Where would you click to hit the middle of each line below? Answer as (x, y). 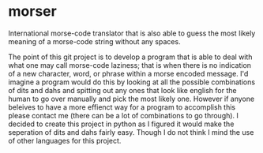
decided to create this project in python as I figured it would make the (121, 124)
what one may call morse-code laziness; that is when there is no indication (130, 65)
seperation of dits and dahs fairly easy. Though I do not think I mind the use (131, 132)
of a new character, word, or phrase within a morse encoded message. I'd (128, 73)
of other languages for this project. (65, 140)
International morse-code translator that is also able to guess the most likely (132, 33)
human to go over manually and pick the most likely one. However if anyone (131, 99)
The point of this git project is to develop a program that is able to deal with (130, 57)
